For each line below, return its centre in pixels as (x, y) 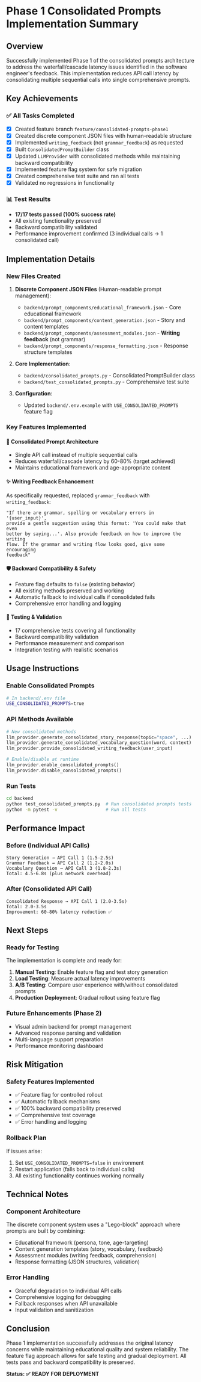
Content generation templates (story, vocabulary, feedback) (89, 1249)
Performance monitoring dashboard (59, 1046)
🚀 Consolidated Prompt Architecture (52, 441)
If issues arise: (24, 1151)
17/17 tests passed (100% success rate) (65, 214)
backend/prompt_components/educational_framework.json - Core (102, 308)
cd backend (20, 799)
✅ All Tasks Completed (40, 116)
